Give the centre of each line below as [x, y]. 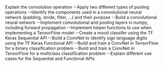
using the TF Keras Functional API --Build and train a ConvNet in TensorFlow [82, 43]
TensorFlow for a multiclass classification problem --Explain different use [78, 53]
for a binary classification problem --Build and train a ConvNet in [70, 48]
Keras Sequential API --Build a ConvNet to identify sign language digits [76, 38]
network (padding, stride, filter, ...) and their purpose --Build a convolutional [81, 17]
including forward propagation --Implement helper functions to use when [78, 28]
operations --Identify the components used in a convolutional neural [73, 12]
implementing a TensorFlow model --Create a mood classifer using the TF [79, 33]
